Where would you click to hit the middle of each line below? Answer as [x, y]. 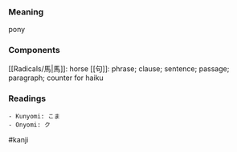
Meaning [26, 12]
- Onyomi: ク [29, 125]
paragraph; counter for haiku [56, 78]
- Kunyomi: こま [34, 116]
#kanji [18, 139]
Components [34, 50]
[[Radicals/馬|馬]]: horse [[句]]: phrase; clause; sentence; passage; [119, 68]
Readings [27, 98]
